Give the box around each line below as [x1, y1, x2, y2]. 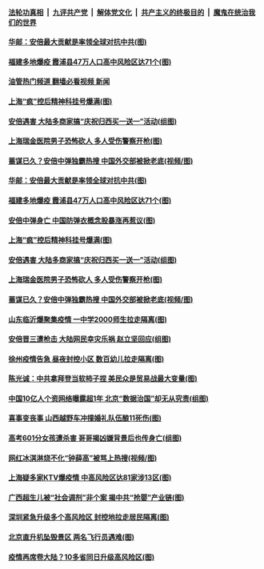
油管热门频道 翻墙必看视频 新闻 [8, 77, 110, 86]
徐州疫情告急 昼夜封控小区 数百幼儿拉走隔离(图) [8, 354, 165, 363]
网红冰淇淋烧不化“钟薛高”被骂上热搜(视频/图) [8, 453, 158, 463]
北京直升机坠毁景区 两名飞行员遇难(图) [8, 532, 134, 542]
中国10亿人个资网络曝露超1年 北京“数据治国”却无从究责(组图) [8, 393, 210, 403]
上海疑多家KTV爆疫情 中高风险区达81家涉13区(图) [8, 473, 172, 483]
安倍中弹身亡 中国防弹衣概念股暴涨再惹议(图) [8, 215, 156, 225]
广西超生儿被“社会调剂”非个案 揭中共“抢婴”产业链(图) [8, 492, 185, 502]
